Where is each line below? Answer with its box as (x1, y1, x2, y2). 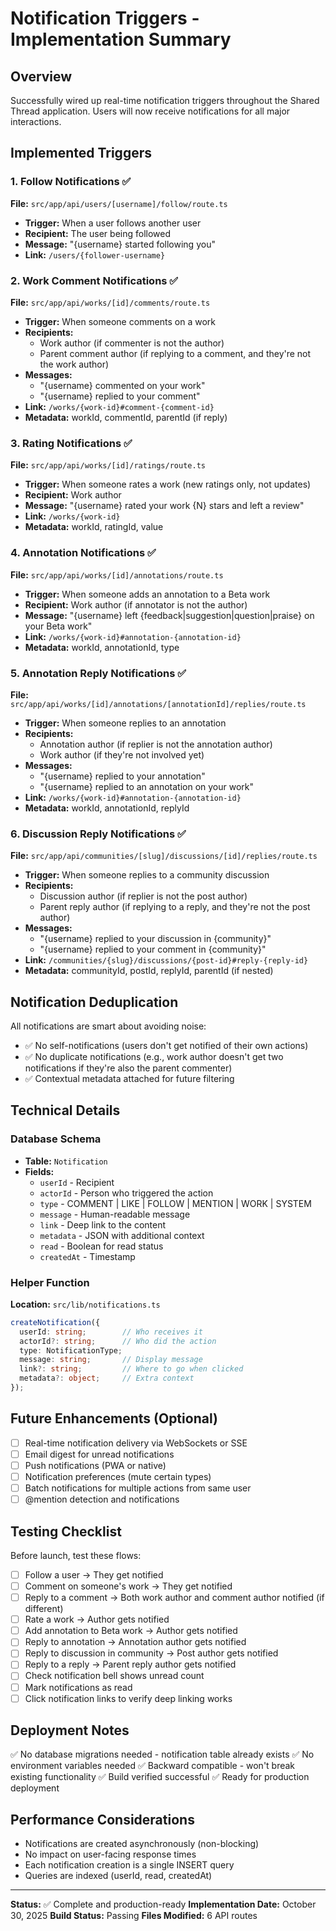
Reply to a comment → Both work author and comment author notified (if (24, 1592, 325, 1604)
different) (24, 1603, 64, 1615)
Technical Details (10, 1102, 121, 1119)
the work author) (39, 358, 110, 370)
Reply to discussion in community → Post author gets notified (24, 1647, 279, 1659)
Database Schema (10, 1132, 102, 1146)
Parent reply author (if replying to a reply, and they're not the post (39, 901, 311, 913)
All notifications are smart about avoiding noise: (10, 1020, 207, 1032)
